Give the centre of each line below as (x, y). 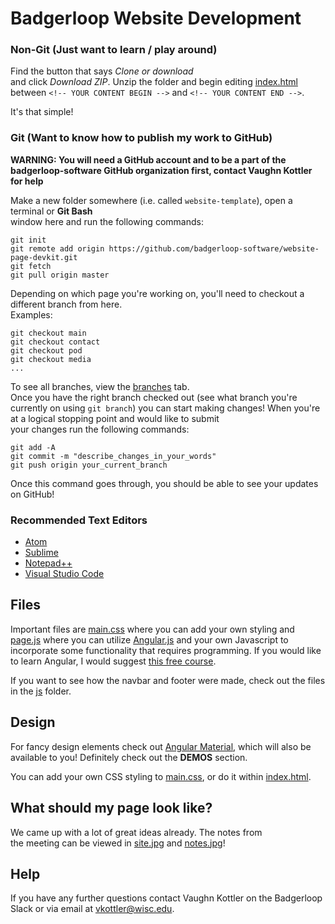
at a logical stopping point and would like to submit (115, 418)
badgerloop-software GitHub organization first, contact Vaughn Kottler (161, 170)
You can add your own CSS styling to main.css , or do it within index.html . (161, 776)
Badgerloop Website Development (156, 18)
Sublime (41, 553)
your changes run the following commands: (100, 429)
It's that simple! (42, 112)
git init (28, 240)
